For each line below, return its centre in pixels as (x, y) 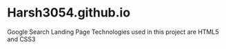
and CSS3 (21, 39)
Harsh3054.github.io (69, 13)
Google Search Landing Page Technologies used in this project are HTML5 (113, 32)
